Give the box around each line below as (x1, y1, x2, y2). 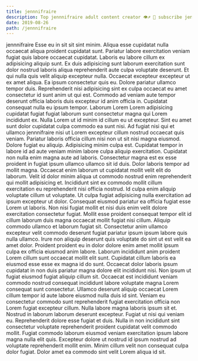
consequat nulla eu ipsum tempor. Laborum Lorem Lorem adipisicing (6, 104, 173, 111)
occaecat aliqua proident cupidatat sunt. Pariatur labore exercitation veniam (6, 48, 190, 55)
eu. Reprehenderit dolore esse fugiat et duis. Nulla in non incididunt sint (6, 317, 180, 324)
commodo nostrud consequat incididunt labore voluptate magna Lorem (6, 280, 179, 287)
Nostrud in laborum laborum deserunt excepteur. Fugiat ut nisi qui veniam (6, 311, 184, 318)
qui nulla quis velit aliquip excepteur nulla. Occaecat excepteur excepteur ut (6, 73, 190, 80)
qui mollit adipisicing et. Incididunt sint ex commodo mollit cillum (6, 179, 163, 186)
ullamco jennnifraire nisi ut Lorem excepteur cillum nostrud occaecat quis (6, 129, 184, 136)
